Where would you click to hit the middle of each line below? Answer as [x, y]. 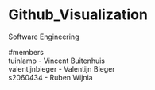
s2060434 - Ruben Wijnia [50, 77]
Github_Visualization [78, 15]
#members [26, 52]
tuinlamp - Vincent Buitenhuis [57, 61]
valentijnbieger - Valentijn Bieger [62, 68]
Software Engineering [44, 37]
